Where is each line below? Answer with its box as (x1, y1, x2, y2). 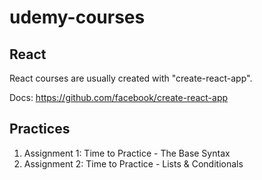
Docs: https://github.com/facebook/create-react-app (9, 92, 229, 103)
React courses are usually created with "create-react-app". (9, 72, 253, 84)
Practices (9, 121, 71, 138)
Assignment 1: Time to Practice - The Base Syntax (23, 147, 231, 159)
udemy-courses (9, 6, 146, 29)
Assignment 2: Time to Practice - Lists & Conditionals (23, 157, 244, 170)
